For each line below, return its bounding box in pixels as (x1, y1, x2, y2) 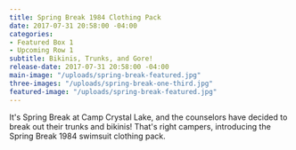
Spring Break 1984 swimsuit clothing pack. (9, 130, 167, 141)
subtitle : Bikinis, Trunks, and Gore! (9, 54, 153, 63)
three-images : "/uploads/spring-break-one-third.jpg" (9, 79, 214, 88)
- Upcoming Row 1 (9, 46, 74, 55)
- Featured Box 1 (9, 37, 74, 47)
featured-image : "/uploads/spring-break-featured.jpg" (9, 87, 218, 96)
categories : (9, 29, 53, 38)
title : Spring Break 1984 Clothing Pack (9, 12, 162, 22)
